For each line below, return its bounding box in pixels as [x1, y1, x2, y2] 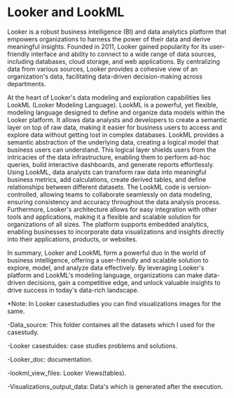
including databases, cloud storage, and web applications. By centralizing [7, 57, 221, 65]
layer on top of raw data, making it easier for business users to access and [7, 123, 223, 131]
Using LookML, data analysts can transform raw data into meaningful [7, 168, 207, 176]
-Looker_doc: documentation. [7, 355, 93, 364]
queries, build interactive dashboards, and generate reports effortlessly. [7, 160, 215, 168]
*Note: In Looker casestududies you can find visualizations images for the [7, 299, 221, 307]
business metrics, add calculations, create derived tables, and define [7, 175, 207, 183]
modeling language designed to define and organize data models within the [7, 108, 226, 117]
